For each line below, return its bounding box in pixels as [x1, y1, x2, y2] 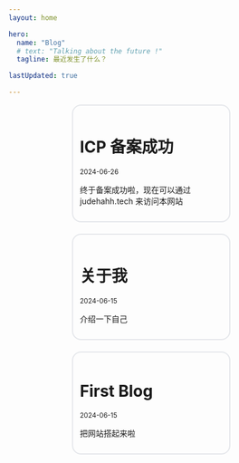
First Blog [80, 381, 153, 401]
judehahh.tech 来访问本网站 [80, 196, 183, 207]
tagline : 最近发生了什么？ [16, 55, 108, 64]
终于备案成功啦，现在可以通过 [80, 184, 191, 195]
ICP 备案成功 [80, 137, 174, 158]
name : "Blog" [16, 38, 66, 47]
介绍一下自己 [80, 313, 128, 324]
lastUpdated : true [8, 72, 78, 81]
